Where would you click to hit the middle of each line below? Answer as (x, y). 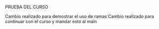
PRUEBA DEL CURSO (27, 7)
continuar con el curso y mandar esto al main (51, 22)
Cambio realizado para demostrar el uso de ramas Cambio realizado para (80, 16)
